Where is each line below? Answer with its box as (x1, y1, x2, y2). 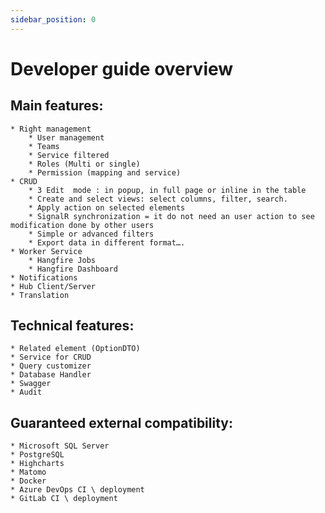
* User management (28, 132, 105, 143)
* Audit (10, 387, 43, 398)
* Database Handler (10, 370, 92, 380)
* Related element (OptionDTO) (10, 344, 141, 354)
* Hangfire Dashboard (28, 264, 118, 274)
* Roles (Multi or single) (28, 159, 141, 169)
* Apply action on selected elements (28, 202, 186, 213)
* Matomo (10, 467, 47, 478)
